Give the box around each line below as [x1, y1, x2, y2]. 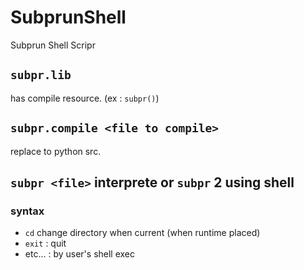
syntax [10, 204, 45, 218]
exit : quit [24, 237, 67, 250]
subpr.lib [10, 68, 72, 83]
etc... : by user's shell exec [24, 248, 136, 260]
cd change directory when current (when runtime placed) [24, 227, 261, 239]
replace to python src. [10, 145, 102, 157]
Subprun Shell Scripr [10, 39, 96, 51]
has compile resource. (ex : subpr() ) [10, 92, 160, 104]
